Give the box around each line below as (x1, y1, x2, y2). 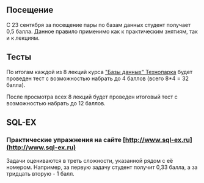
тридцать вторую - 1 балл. (6, 170, 75, 177)
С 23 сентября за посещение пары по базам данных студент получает (6, 21, 191, 28)
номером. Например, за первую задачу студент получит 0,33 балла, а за (6, 163, 198, 171)
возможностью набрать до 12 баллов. (6, 99, 106, 106)
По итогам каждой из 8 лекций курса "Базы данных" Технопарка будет (6, 68, 193, 75)
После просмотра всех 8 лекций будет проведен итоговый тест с (6, 93, 178, 100)
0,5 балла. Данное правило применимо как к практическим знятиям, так (6, 28, 199, 35)
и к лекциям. (6, 34, 40, 42)
